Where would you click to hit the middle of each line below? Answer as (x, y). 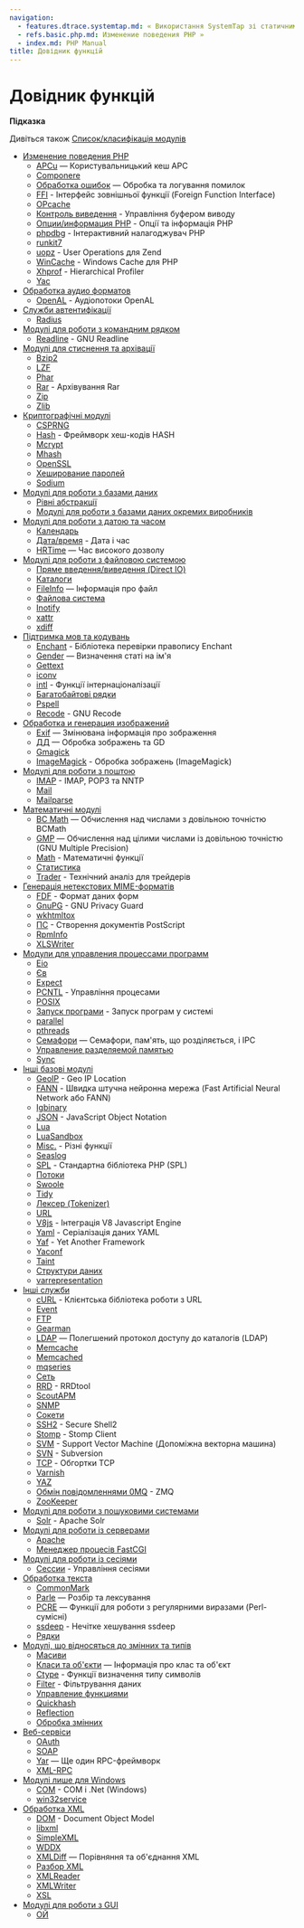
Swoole (50, 1185)
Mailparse (55, 800)
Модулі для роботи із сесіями (80, 1559)
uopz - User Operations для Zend (99, 252)
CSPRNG (52, 425)
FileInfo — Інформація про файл (97, 589)
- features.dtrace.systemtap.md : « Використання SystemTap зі (137, 26)
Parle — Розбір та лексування (93, 1598)
